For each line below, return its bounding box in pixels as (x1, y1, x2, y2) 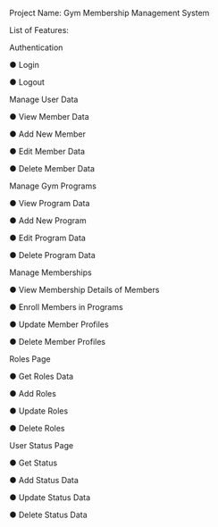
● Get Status (9, 457, 58, 468)
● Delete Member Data (9, 163, 96, 173)
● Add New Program (9, 215, 87, 226)
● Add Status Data (9, 475, 79, 485)
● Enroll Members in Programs (9, 302, 123, 312)
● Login (9, 60, 40, 70)
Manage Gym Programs (9, 180, 96, 191)
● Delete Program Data (9, 250, 96, 260)
